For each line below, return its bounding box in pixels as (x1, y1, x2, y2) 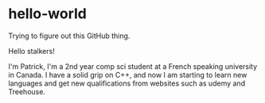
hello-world (8, 5, 88, 23)
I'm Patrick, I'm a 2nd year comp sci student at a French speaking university (8, 61, 258, 71)
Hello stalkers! (8, 46, 56, 55)
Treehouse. (8, 86, 46, 96)
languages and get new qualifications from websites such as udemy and (8, 78, 245, 88)
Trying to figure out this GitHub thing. (8, 31, 131, 40)
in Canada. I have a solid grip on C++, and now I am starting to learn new (8, 70, 247, 79)
